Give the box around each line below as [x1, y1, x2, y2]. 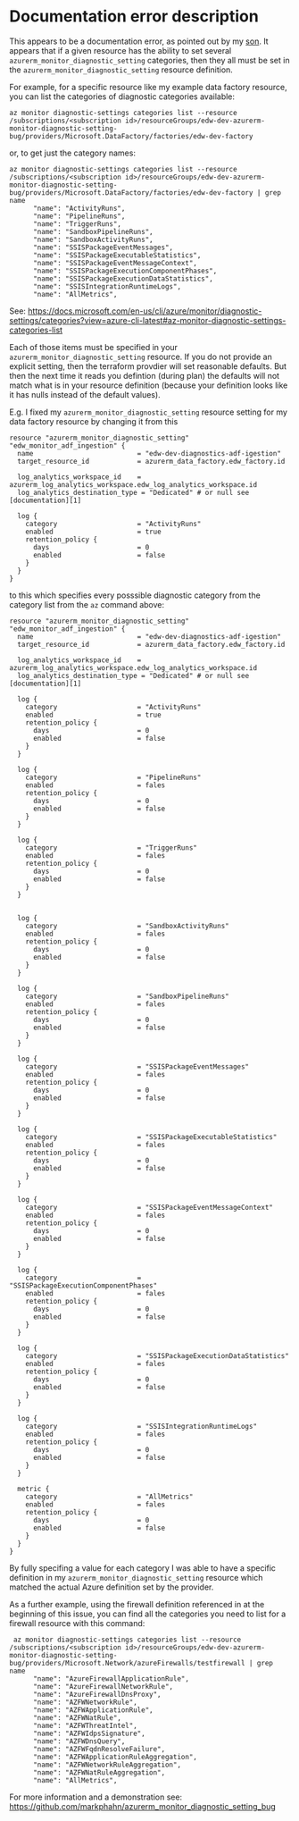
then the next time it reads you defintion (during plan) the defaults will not [9, 370, 279, 381]
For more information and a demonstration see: [9, 1792, 183, 1802]
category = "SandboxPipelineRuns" [25, 992, 229, 1001]
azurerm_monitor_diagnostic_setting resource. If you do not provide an [9, 351, 272, 362]
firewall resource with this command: [9, 1617, 145, 1628]
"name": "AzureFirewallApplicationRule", [32, 1674, 190, 1683]
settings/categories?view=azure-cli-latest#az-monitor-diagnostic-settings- [9, 315, 287, 325]
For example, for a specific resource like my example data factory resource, [9, 81, 287, 92]
